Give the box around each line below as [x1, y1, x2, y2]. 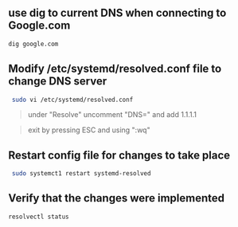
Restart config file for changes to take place [8, 148, 231, 162]
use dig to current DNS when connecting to [8, 6, 227, 20]
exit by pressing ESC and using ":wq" [27, 125, 150, 135]
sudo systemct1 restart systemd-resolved [11, 170, 151, 178]
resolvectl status [8, 213, 69, 221]
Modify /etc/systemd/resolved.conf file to [8, 62, 222, 76]
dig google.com [8, 40, 59, 48]
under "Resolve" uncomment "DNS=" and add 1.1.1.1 [27, 110, 197, 119]
